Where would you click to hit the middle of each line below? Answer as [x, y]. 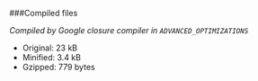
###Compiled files [44, 13]
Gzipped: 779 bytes [59, 67]
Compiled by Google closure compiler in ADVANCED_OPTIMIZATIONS [129, 30]
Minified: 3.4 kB [51, 57]
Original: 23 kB [50, 48]
